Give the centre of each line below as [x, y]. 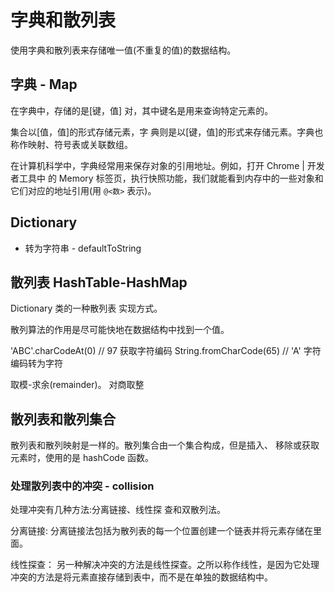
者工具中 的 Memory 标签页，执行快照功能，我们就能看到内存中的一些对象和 [167, 178]
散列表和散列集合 [63, 419]
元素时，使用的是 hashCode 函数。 [82, 458]
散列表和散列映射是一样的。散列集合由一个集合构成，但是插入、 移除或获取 [165, 445]
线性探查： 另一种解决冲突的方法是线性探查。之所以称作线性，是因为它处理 [165, 565]
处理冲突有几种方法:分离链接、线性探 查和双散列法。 [118, 510]
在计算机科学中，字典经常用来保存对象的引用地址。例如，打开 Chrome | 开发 [167, 165]
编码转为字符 [36, 363]
